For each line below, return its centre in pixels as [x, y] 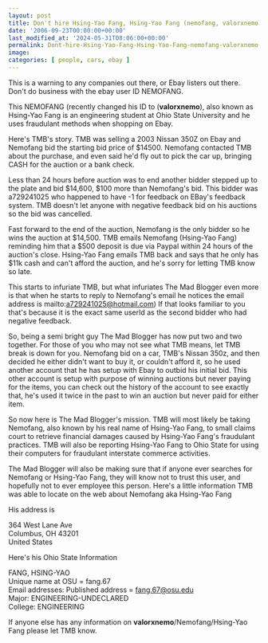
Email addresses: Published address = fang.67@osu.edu [101, 590]
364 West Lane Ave [41, 525]
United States [31, 542]
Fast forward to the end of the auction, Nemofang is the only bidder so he [129, 229]
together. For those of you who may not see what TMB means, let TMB [124, 344]
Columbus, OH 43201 [43, 533]
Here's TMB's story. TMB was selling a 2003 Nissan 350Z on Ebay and [125, 139]
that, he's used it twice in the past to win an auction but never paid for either [134, 395]
